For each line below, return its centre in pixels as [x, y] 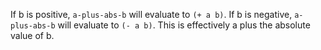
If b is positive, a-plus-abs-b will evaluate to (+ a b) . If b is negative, [151, 14]
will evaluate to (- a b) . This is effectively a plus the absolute [184, 25]
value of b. [32, 35]
